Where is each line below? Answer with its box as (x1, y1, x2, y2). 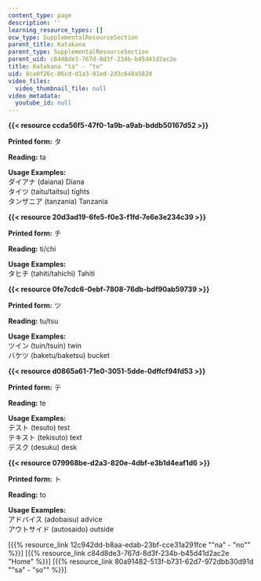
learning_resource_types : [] (8, 26, 103, 34)
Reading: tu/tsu (8, 316, 59, 326)
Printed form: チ (8, 228, 61, 238)
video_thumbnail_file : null (15, 84, 107, 93)
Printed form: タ (8, 137, 61, 146)
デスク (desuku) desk (8, 443, 78, 452)
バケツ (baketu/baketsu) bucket (8, 351, 110, 360)
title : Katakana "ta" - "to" (8, 63, 103, 71)
